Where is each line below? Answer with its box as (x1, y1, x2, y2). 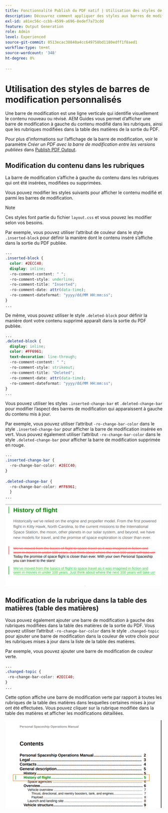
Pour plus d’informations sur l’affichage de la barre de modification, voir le (5, 136, 158, 142)
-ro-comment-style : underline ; (9, 277, 75, 282)
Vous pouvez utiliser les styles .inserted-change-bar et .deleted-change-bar (5, 400, 162, 406)
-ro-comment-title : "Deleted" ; (9, 370, 75, 375)
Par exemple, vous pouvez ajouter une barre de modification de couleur (5, 648, 153, 654)
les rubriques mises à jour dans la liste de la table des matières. (5, 639, 136, 645)
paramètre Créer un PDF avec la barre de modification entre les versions (5, 141, 155, 147)
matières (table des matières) (5, 604, 99, 613)
